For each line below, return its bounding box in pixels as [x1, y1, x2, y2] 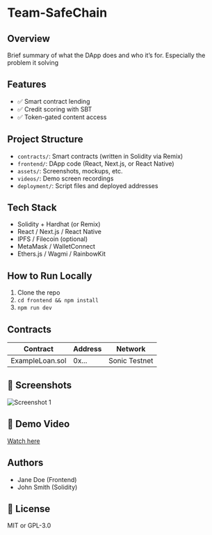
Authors [7, 457, 44, 469]
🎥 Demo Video [7, 418, 70, 430]
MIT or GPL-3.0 [7, 521, 51, 530]
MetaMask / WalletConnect [17, 242, 95, 251]
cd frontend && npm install [17, 297, 99, 304]
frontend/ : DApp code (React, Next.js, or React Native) [17, 159, 175, 168]
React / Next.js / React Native [17, 228, 102, 236]
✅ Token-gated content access [17, 113, 107, 121]
